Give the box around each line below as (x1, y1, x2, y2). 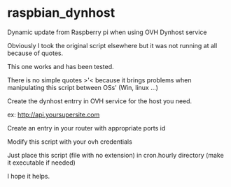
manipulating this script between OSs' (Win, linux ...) (7, 83, 159, 91)
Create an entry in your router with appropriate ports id (7, 124, 166, 132)
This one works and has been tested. (7, 62, 114, 70)
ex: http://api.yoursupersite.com (7, 110, 100, 119)
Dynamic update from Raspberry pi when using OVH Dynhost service (7, 28, 207, 36)
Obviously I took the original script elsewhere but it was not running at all (7, 41, 218, 50)
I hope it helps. (7, 172, 50, 180)
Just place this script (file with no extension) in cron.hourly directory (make (7, 151, 224, 159)
